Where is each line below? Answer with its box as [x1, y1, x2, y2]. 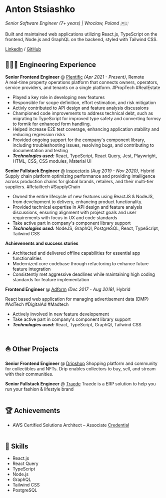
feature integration [12, 266, 51, 272]
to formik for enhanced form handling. [12, 121, 91, 127]
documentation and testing [12, 147, 68, 153]
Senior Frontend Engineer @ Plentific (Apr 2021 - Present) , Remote [5, 74, 144, 80]
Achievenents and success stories [5, 240, 78, 246]
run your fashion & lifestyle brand [5, 386, 74, 392]
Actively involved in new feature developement [12, 311, 109, 317]
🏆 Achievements [5, 406, 60, 415]
